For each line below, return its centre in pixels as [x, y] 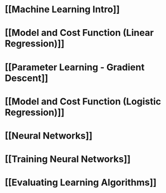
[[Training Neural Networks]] [68, 159]
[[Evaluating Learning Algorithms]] [81, 183]
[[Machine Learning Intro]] [62, 9]
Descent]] [26, 78]
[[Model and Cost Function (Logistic [83, 101]
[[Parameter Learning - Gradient [75, 67]
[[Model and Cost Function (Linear [79, 33]
